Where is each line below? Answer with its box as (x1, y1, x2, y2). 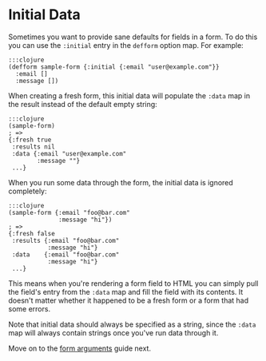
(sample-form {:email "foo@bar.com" (8, 208, 130, 216)
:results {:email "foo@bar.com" (11, 236, 120, 244)
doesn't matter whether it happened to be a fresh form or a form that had (8, 296, 249, 305)
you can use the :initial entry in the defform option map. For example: (8, 40, 244, 50)
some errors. (8, 303, 50, 313)
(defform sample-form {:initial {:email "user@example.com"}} (8, 62, 220, 71)
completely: (8, 186, 47, 196)
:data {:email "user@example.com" (11, 149, 127, 157)
